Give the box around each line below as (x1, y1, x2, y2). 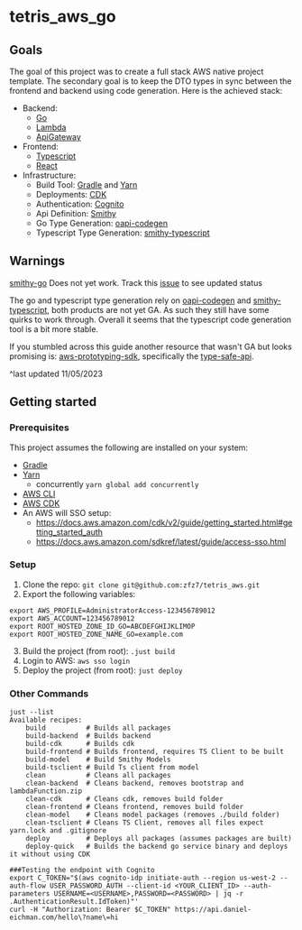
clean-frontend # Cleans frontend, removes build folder (25, 803, 244, 812)
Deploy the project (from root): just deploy (22, 665, 183, 676)
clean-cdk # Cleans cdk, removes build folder (25, 795, 224, 804)
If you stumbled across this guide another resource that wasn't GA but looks (9, 341, 293, 352)
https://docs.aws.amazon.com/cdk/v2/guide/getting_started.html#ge (35, 517, 293, 528)
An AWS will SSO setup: (22, 507, 112, 518)
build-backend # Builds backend (25, 732, 151, 741)
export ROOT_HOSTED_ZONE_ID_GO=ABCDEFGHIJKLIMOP (9, 622, 196, 631)
